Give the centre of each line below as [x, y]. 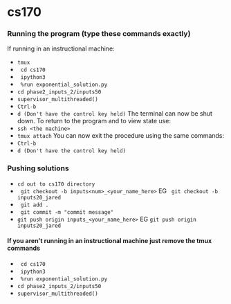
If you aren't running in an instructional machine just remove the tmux [110, 241]
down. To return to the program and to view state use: [94, 121]
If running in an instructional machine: [61, 48]
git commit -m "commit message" [67, 212]
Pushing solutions [38, 168]
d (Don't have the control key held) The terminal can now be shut [115, 114]
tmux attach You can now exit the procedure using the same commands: [121, 136]
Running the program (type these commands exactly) [99, 34]
